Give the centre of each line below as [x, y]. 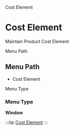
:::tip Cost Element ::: [27, 122]
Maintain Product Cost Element [37, 41]
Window [14, 113]
